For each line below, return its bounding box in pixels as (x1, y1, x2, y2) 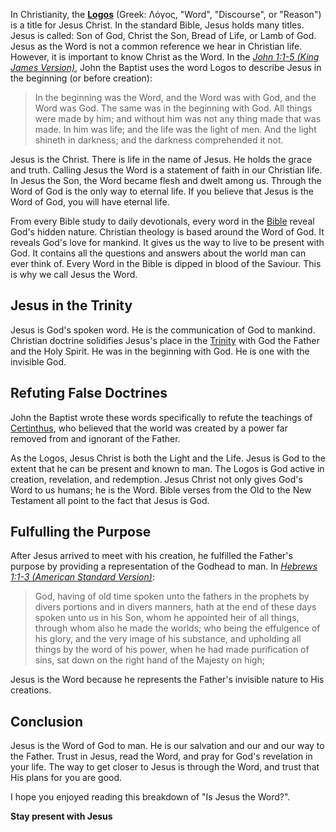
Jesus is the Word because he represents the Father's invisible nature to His (10, 674, 325, 686)
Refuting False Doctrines (10, 385, 168, 402)
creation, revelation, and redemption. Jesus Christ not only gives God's (10, 473, 303, 485)
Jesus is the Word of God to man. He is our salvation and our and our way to (10, 740, 325, 752)
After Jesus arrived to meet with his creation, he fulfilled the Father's (10, 550, 293, 562)
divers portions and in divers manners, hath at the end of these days (34, 601, 317, 613)
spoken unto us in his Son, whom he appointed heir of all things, (34, 612, 300, 624)
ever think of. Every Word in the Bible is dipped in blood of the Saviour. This (10, 258, 322, 269)
